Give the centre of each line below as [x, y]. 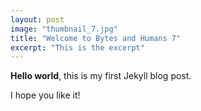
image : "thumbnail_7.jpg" [64, 29]
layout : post [37, 19]
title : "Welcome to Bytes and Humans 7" [96, 38]
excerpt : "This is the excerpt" [77, 47]
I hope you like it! [45, 95]
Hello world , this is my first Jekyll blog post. [101, 76]
